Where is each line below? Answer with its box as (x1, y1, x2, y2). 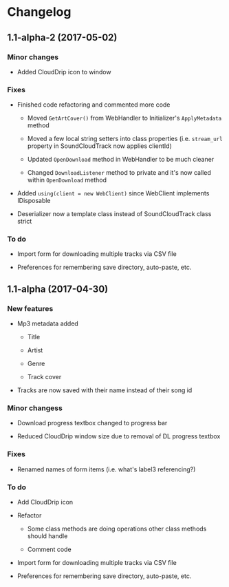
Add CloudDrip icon (17, 498, 74, 506)
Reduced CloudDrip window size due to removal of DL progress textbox (17, 432, 221, 440)
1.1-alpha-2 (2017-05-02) (7, 32, 118, 43)
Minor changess (7, 403, 63, 413)
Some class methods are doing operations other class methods (27, 524, 207, 533)
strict (17, 217, 32, 226)
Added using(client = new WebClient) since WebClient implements (17, 189, 210, 198)
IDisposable (17, 197, 51, 205)
